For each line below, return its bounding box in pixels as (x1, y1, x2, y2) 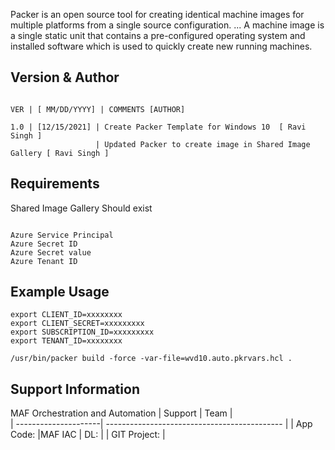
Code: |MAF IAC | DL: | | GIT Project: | (10, 429, 166, 441)
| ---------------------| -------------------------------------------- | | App (10, 418, 313, 430)
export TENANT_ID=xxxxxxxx (10, 336, 123, 346)
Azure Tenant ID (10, 256, 78, 266)
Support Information (10, 380, 140, 398)
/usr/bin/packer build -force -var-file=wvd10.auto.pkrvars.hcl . (10, 354, 293, 364)
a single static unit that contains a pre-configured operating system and (10, 30, 306, 41)
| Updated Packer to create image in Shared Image (95, 139, 311, 149)
